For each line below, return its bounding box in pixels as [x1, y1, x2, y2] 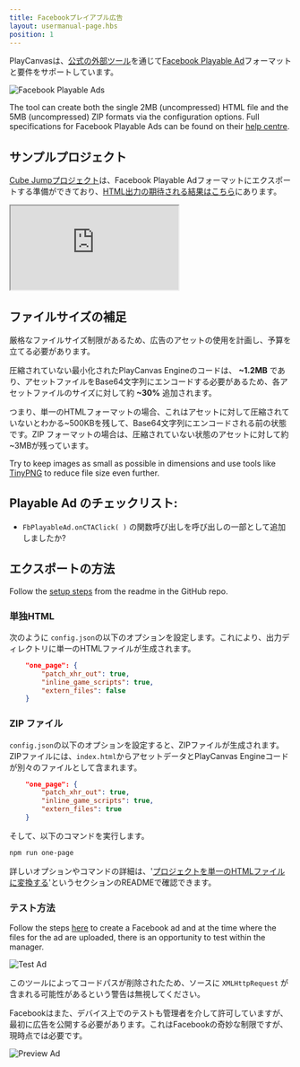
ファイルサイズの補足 [9, 309, 127, 324]
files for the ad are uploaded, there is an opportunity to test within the [9, 932, 266, 943]
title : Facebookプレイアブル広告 [9, 13, 124, 22]
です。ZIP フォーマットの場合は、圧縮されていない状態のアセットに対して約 [9, 429, 289, 440]
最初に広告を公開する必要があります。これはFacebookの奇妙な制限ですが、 [9, 1019, 288, 1030]
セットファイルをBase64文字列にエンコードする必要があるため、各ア [32, 376, 288, 387]
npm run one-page [9, 848, 74, 857]
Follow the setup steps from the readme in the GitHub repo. [9, 585, 228, 597]
